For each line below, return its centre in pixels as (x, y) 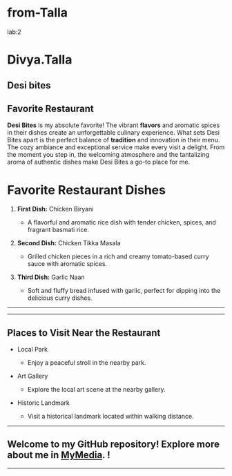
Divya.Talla (40, 60)
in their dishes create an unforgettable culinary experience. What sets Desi (113, 133)
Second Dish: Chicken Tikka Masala (69, 243)
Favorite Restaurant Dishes (86, 190)
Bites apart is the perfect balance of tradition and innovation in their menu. (114, 140)
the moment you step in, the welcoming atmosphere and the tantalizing (108, 155)
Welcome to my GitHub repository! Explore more (113, 445)
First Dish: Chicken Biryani (55, 209)
